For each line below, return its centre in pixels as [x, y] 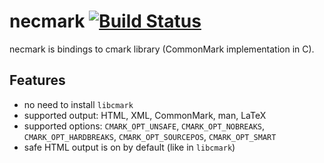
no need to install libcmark [78, 104]
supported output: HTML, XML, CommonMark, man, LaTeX [145, 115]
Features [37, 80]
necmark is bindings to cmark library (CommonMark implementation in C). [162, 49]
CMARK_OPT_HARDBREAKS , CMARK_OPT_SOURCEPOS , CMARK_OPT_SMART [150, 136]
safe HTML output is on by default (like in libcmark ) [129, 147]
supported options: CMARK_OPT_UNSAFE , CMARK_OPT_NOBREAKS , [144, 126]
